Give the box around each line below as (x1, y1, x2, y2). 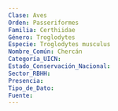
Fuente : (8, 91, 34, 99)
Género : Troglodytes (8, 33, 76, 41)
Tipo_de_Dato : (8, 84, 55, 92)
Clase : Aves (8, 11, 47, 20)
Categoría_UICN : (8, 55, 61, 63)
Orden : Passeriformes (8, 19, 79, 27)
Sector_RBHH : (8, 70, 51, 77)
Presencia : (8, 77, 44, 84)
